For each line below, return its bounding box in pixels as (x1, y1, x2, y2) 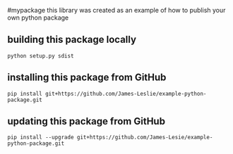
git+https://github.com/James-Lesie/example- (76, 134, 213, 141)
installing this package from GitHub (7, 72, 167, 84)
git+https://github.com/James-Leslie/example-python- (44, 90, 207, 97)
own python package (7, 13, 69, 22)
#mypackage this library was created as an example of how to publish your (7, 6, 226, 14)
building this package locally (7, 34, 136, 46)
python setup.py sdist (7, 52, 74, 59)
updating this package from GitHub (7, 115, 166, 127)
